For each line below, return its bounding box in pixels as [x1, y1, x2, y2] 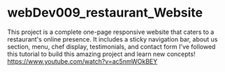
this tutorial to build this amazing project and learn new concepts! [7, 50, 196, 58]
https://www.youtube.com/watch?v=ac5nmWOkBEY [7, 57, 158, 65]
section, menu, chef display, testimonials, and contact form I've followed [7, 42, 216, 51]
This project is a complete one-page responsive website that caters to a [7, 28, 215, 36]
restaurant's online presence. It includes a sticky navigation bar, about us [7, 35, 218, 43]
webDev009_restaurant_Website [7, 5, 203, 21]
